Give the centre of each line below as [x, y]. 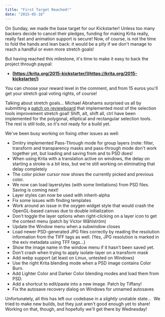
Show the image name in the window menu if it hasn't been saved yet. [83, 247]
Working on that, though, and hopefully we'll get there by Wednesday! [76, 309]
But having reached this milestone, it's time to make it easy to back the [77, 58]
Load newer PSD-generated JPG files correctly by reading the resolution [86, 231]
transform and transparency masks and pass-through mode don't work [84, 148]
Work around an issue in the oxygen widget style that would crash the [83, 205]
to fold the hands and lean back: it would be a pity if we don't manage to [79, 44]
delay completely [30, 169]
